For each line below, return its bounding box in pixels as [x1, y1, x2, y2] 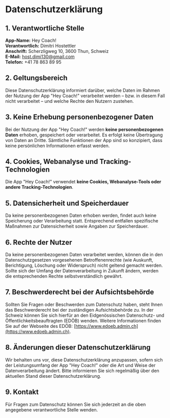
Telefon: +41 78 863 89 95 [5, 59, 62, 65]
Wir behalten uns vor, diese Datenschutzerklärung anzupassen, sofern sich [5, 356, 163, 363]
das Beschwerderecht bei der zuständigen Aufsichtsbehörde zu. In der [5, 306, 154, 313]
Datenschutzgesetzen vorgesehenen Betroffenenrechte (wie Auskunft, [5, 257, 154, 263]
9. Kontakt [5, 388, 39, 397]
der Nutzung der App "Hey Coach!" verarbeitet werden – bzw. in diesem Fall [5, 93, 165, 99]
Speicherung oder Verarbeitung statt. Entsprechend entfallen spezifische [5, 218, 159, 224]
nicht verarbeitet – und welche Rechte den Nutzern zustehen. [5, 98, 134, 104]
